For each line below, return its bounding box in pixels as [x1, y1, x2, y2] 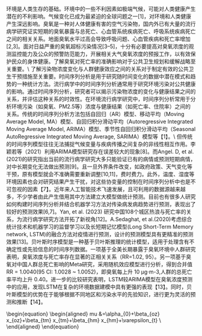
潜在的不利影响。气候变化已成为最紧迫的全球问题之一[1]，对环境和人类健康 [6, 13, 191, 20]
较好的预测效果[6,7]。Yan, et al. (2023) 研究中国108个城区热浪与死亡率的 [6, 208, 186, 215]
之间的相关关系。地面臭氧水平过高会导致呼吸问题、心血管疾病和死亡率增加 [6, 35, 191, 42]
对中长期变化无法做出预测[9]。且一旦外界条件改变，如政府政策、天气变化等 [6, 163, 192, 170]
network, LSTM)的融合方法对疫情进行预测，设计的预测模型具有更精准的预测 [6, 231, 194, 237]
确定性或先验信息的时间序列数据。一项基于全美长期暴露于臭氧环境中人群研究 [6, 246, 196, 252]
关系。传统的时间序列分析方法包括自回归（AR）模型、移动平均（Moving [6, 111, 185, 117]
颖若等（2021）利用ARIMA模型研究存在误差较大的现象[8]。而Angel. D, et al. [6, 148, 194, 155]
